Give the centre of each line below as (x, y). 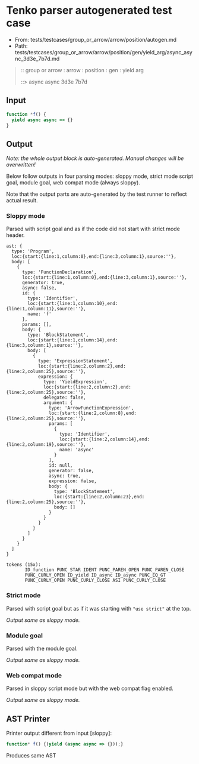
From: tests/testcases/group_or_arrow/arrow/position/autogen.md (96, 39)
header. (15, 235)
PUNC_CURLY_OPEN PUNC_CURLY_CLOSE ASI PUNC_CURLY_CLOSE (95, 580)
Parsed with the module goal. (42, 649)
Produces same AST (31, 756)
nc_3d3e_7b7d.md (37, 58)
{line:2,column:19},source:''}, (46, 445)
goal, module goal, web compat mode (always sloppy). (73, 183)
